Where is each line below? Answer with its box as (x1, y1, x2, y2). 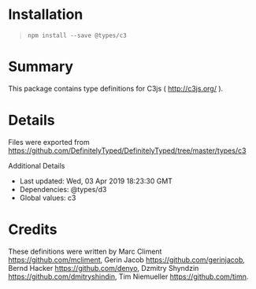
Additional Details (8, 161, 65, 170)
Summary (8, 57, 73, 76)
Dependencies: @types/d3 (19, 184, 107, 194)
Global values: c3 (19, 193, 76, 202)
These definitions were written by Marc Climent (8, 246, 162, 256)
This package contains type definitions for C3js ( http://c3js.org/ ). (8, 83, 224, 93)
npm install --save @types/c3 (27, 31, 128, 39)
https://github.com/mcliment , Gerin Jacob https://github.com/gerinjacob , (8, 254, 246, 265)
